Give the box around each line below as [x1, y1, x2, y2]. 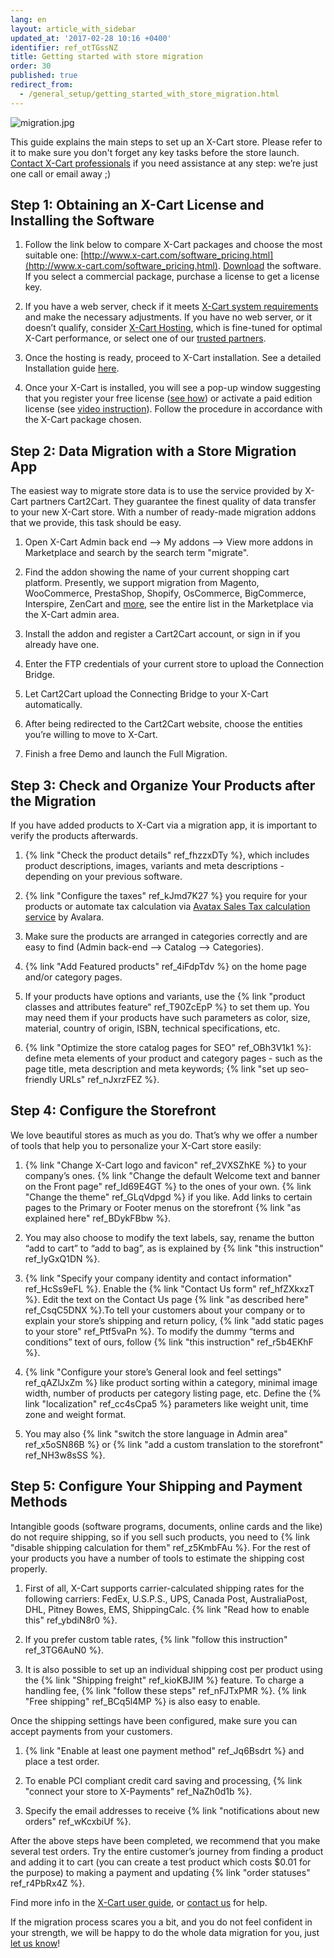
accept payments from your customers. [10, 1725, 173, 1737]
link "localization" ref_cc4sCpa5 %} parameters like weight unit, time [24, 1397, 309, 1410]
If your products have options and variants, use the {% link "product [24, 991, 306, 1003]
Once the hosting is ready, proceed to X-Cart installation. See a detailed [24, 352, 322, 364]
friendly [24, 1074, 58, 1086]
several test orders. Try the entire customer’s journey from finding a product [10, 1845, 324, 1857]
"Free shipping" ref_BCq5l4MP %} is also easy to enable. [24, 1695, 261, 1707]
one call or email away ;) [10, 167, 112, 180]
